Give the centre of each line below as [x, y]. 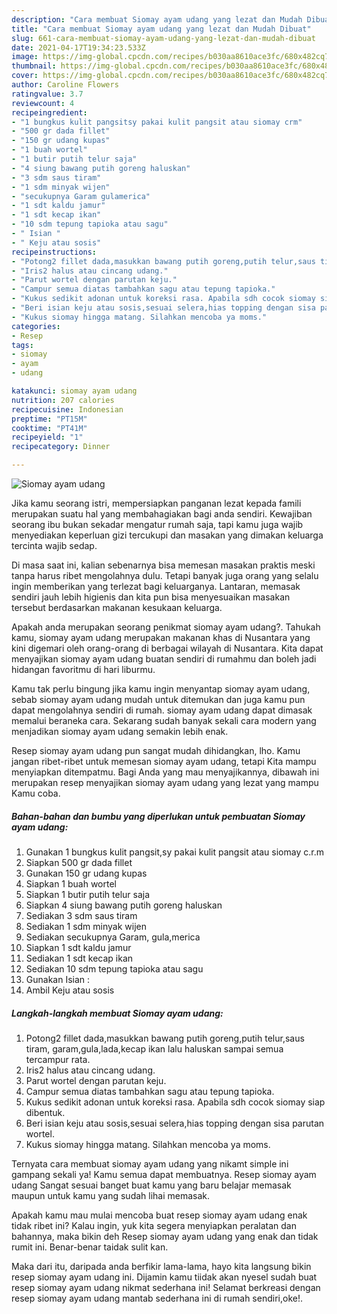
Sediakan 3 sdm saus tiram [81, 915]
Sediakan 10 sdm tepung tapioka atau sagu [114, 968]
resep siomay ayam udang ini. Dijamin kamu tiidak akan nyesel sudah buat [164, 1277]
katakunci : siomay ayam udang [74, 391]
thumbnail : [34, 66]
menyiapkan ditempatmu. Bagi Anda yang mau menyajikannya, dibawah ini [165, 772]
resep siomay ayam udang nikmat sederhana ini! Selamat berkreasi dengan [166, 1287]
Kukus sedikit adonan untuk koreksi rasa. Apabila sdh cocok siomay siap [175, 1102]
